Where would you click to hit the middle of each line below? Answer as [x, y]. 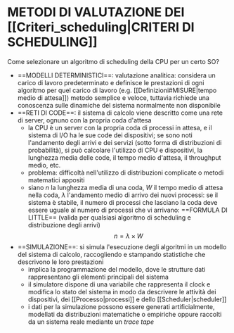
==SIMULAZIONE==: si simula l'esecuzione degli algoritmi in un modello [122, 246]
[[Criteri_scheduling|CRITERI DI [101, 27]
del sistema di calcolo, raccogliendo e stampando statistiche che [111, 254]
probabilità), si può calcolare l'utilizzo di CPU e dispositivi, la [115, 150]
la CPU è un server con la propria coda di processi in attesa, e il [120, 127]
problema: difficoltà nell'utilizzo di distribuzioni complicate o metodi [126, 172]
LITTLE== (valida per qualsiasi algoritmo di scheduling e [109, 217]
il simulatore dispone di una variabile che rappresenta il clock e [119, 284]
